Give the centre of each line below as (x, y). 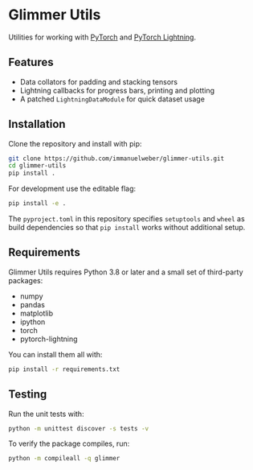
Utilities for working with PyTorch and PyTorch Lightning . (102, 37)
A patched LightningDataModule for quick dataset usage (112, 99)
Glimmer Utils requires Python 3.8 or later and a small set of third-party (126, 272)
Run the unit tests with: (46, 414)
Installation (37, 124)
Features (31, 62)
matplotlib (37, 313)
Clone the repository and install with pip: (75, 143)
